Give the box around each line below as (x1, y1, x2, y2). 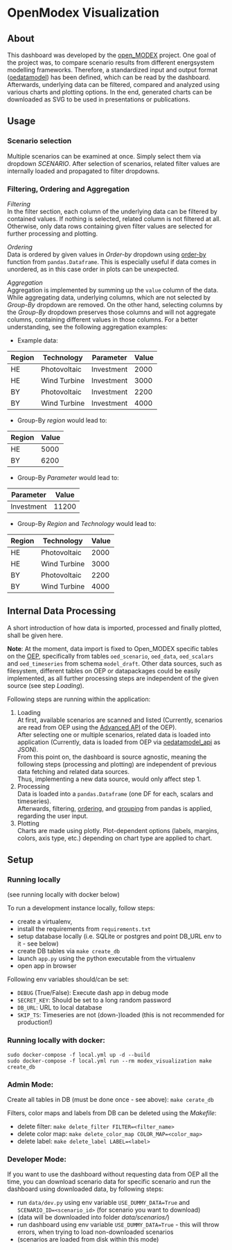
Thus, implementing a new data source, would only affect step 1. (17, 775, 202, 783)
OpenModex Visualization (7, 5, 160, 21)
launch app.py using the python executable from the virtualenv (17, 954, 196, 963)
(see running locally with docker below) (7, 891, 120, 899)
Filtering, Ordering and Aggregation (7, 184, 130, 194)
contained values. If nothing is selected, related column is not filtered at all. (7, 214, 222, 223)
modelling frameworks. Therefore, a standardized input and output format (7, 66, 218, 74)
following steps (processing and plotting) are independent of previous (17, 759, 217, 768)
